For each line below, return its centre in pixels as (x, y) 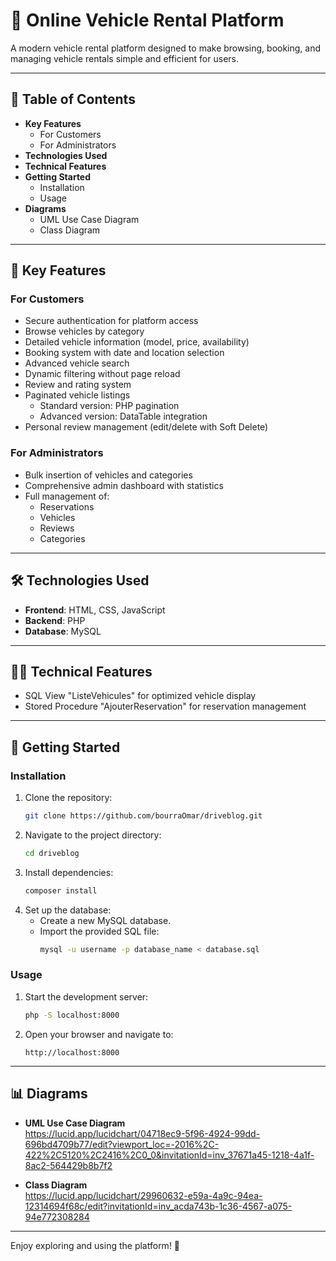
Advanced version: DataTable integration (123, 416)
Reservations (67, 506)
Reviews (57, 528)
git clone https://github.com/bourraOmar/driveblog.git (143, 816)
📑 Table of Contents (73, 99)
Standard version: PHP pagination (109, 406)
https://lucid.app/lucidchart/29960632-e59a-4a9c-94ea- (143, 1195)
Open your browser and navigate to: (99, 1034)
